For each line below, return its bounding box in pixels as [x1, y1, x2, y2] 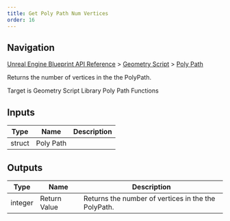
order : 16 [7, 16, 36, 23]
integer [10, 198, 34, 207]
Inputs [7, 106, 36, 118]
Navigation [7, 42, 55, 54]
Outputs [7, 162, 43, 174]
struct [10, 139, 29, 148]
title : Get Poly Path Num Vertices [7, 10, 109, 17]
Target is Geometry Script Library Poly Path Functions [7, 86, 159, 95]
